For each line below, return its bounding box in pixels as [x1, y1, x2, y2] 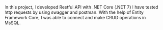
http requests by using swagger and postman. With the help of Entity [4, 9, 144, 15]
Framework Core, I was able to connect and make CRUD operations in [4, 15, 146, 20]
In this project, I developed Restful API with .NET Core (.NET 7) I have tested [4, 4, 159, 10]
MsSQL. [4, 20, 21, 26]
